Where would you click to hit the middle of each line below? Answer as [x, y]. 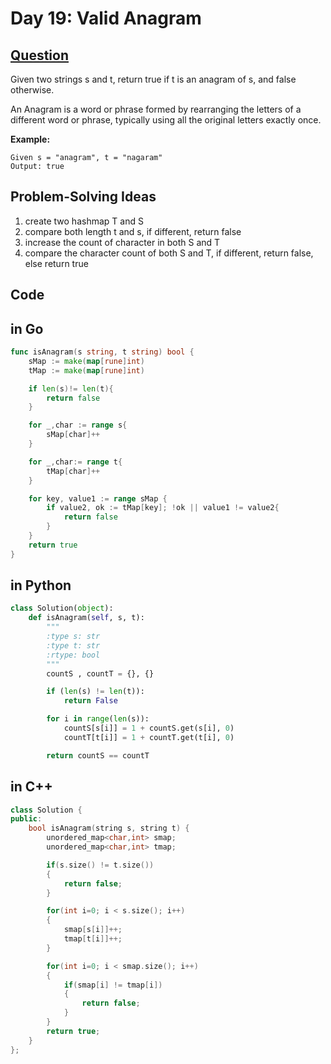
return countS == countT [98, 755]
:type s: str [73, 637]
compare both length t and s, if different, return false [133, 231]
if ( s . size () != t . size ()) [100, 865]
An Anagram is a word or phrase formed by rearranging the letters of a [156, 109]
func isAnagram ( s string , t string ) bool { [102, 352]
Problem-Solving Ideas [83, 197]
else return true [56, 263]
